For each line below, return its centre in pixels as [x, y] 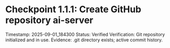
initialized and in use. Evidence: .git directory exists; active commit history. [84, 40]
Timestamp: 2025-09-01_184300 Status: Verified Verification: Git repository [85, 34]
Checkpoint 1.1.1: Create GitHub [73, 9]
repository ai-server [49, 20]
